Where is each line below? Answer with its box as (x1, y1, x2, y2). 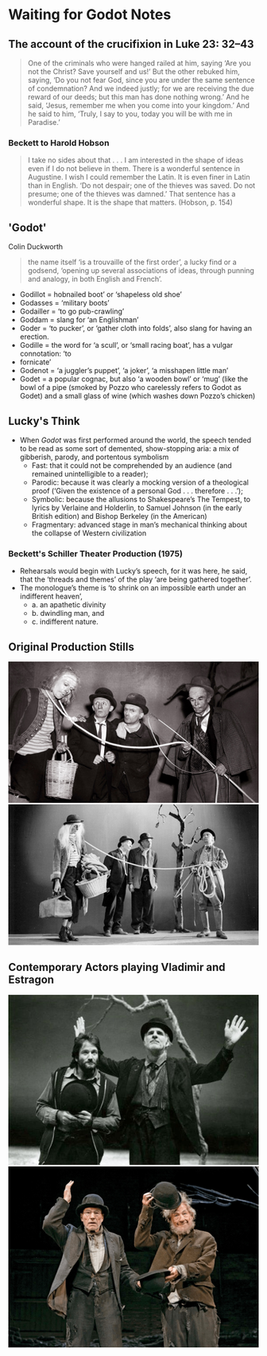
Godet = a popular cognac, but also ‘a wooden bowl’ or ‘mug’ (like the (19, 374, 249, 384)
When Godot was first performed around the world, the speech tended (19, 435, 252, 445)
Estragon (8, 973, 54, 987)
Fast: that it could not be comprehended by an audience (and (31, 460, 232, 470)
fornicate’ (19, 357, 52, 367)
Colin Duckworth (8, 242, 64, 251)
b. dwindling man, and (31, 609, 105, 618)
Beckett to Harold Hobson (8, 137, 110, 148)
